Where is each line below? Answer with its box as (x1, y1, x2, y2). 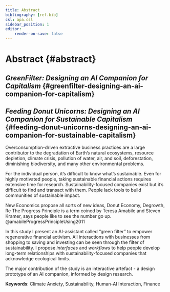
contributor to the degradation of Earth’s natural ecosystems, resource (5, 150, 154, 156)
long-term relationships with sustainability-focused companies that (5, 250, 147, 256)
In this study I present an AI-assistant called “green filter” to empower (5, 229, 153, 235)
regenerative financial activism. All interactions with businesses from (5, 234, 151, 240)
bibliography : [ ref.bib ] (5, 12, 58, 17)
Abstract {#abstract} (5, 53, 96, 65)
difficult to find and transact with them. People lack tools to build (5, 187, 142, 193)
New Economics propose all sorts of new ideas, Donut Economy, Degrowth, (5, 203, 165, 209)
